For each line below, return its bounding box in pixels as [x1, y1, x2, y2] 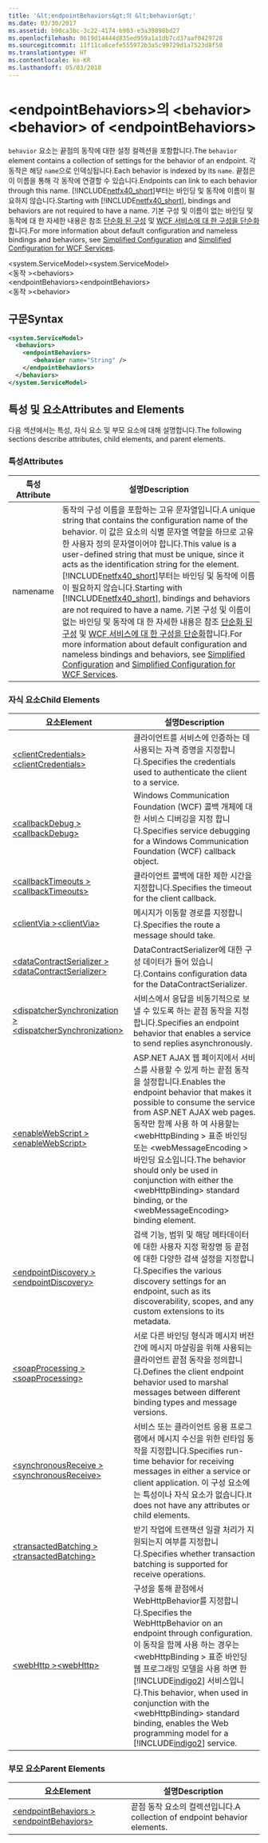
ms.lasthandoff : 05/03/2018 [8, 64, 102, 72]
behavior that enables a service [132, 1028, 251, 1039]
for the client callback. [132, 893, 217, 904]
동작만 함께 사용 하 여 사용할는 [132, 1118, 240, 1129]
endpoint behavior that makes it [132, 1087, 252, 1098]
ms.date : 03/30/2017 [8, 19, 77, 27]
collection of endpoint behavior [130, 1812, 248, 1823]
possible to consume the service [132, 1097, 255, 1108]
